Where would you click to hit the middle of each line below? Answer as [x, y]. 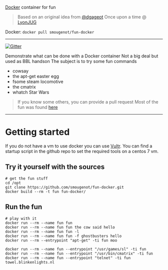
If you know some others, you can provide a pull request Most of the [88, 102]
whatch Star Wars [31, 92]
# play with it [21, 218]
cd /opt [13, 183]
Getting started [37, 132]
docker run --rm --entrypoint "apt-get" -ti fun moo [61, 240]
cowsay [20, 71]
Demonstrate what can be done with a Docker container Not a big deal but [82, 56]
